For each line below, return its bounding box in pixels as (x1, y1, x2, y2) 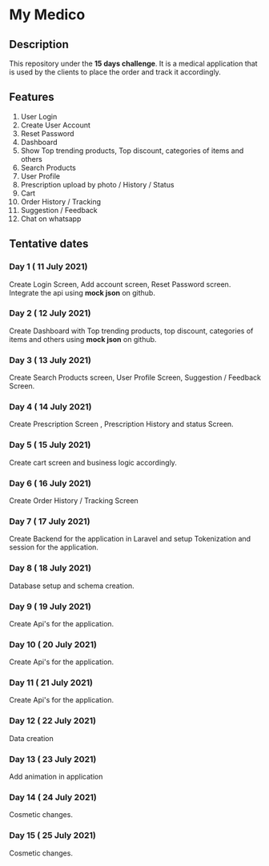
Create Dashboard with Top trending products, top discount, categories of (9, 326, 254, 336)
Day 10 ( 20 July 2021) (9, 638, 97, 650)
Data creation (9, 733, 54, 743)
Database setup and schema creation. (9, 581, 134, 590)
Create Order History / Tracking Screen (9, 495, 139, 506)
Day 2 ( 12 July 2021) (9, 308, 91, 319)
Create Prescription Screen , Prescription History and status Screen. (9, 419, 235, 429)
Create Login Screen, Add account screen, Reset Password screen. (9, 279, 231, 289)
